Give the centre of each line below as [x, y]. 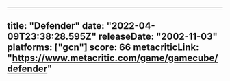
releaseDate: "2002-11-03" [158, 37]
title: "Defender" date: [56, 26]
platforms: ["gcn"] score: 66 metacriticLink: [103, 48]
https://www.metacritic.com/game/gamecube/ [115, 58]
